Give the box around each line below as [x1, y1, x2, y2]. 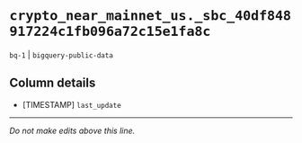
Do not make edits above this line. [9, 125, 136, 136]
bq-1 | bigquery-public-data [9, 49, 114, 60]
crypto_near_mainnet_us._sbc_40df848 [9, 7, 292, 24]
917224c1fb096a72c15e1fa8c [9, 23, 211, 40]
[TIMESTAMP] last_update [22, 99, 121, 110]
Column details [9, 76, 96, 91]
